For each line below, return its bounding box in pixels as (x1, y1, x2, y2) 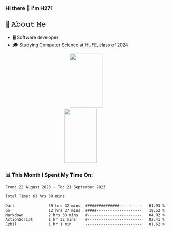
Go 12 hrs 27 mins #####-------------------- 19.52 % (5, 208, 165, 213)
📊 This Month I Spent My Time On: (5, 171, 93, 178)
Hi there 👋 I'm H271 (5, 5, 53, 12)
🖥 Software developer (12, 34, 59, 40)
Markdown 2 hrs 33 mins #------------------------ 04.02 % (5, 212, 165, 218)
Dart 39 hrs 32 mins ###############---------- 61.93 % (5, 203, 165, 208)
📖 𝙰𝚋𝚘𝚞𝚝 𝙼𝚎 (5, 20, 46, 29)
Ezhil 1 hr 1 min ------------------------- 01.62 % (5, 222, 165, 227)
